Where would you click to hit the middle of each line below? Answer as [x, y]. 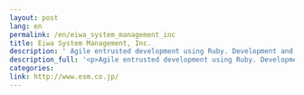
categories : [32, 69]
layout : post [34, 18]
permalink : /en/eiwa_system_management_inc [93, 34]
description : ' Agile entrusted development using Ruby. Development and [152, 52]
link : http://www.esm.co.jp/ [64, 77]
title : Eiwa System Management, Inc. [81, 43]
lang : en [26, 26]
